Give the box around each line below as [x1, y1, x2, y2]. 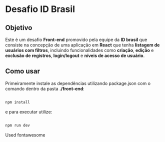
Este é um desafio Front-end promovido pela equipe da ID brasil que [5, 36, 147, 42]
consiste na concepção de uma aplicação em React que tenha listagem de [5, 42, 160, 48]
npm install [5, 99, 30, 104]
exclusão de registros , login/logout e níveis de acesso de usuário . [5, 52, 145, 58]
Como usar [5, 67, 40, 75]
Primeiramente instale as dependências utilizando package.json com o [5, 80, 151, 86]
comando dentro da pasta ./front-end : [5, 85, 85, 91]
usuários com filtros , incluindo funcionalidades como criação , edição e [5, 47, 154, 53]
